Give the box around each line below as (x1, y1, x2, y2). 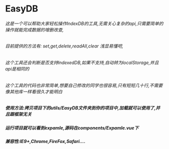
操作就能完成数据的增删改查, (5, 26, 64, 32)
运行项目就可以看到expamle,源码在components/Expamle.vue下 (5, 124, 139, 130)
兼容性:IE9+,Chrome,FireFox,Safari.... (5, 138, 86, 144)
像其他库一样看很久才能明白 (5, 88, 63, 94)
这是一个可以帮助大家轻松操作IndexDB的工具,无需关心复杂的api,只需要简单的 (5, 20, 163, 26)
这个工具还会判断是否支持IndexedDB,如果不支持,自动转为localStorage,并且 (5, 59, 159, 65)
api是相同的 (5, 66, 30, 71)
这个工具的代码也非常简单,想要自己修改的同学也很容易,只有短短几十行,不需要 (5, 82, 163, 88)
